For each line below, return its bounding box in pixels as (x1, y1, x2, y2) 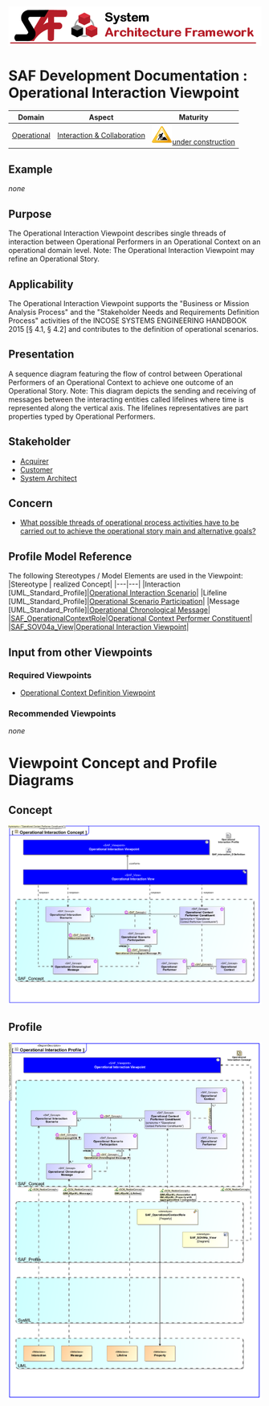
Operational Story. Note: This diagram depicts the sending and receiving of (8, 386, 257, 395)
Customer (19, 464, 54, 474)
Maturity (178, 112, 209, 122)
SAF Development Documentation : (8, 67, 248, 84)
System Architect (19, 473, 78, 483)
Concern (8, 497, 54, 510)
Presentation (8, 348, 75, 362)
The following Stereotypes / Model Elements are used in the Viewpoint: (8, 571, 243, 581)
